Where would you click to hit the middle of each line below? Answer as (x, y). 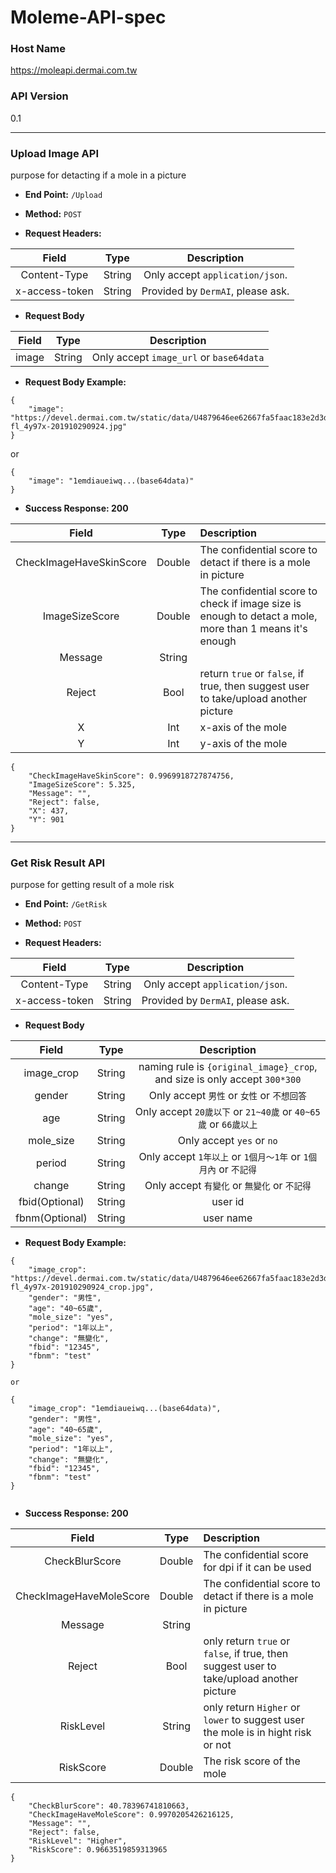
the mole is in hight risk (257, 1733)
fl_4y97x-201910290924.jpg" (69, 427)
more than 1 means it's (253, 629)
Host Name (38, 49)
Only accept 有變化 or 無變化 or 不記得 (228, 1186)
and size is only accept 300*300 (228, 1079)
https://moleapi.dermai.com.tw (74, 70)
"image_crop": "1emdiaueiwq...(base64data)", (125, 1409)
